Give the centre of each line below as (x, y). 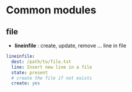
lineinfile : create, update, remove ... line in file (70, 45)
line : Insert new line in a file (52, 67)
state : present (30, 72)
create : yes (26, 83)
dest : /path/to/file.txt (41, 62)
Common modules (51, 10)
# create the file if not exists (52, 78)
